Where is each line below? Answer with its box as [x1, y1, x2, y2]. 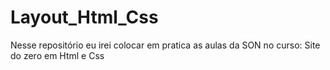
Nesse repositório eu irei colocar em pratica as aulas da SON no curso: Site [10, 39, 321, 51]
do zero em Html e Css [10, 49, 105, 61]
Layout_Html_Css [10, 6, 159, 29]
